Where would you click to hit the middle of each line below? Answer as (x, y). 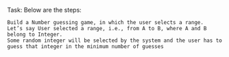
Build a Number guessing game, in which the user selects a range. (106, 23)
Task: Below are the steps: (45, 10)
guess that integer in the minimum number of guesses (86, 47)
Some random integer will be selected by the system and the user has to (115, 41)
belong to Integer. (35, 34)
